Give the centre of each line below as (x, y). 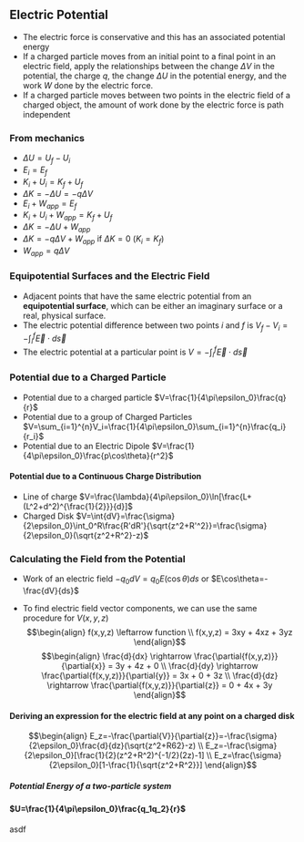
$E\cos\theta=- (239, 579)
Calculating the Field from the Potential (97, 559)
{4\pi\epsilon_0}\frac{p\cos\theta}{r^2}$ (98, 456)
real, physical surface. (64, 315)
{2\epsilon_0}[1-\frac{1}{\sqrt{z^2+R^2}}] (126, 765)
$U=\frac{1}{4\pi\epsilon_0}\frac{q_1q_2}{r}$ (98, 809)
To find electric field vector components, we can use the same (140, 609)
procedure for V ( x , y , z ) (66, 618)
